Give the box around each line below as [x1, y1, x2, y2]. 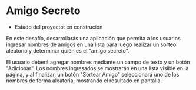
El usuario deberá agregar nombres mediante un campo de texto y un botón [6, 58, 190, 65]
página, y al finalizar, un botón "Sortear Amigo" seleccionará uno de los [6, 71, 180, 78]
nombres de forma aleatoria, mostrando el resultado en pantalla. [6, 77, 162, 84]
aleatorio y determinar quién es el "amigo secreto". [6, 47, 129, 54]
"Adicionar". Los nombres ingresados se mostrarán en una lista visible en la [6, 64, 189, 71]
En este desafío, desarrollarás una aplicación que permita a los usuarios [6, 34, 181, 41]
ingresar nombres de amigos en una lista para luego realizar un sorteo [6, 41, 177, 48]
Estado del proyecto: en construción [14, 23, 103, 30]
